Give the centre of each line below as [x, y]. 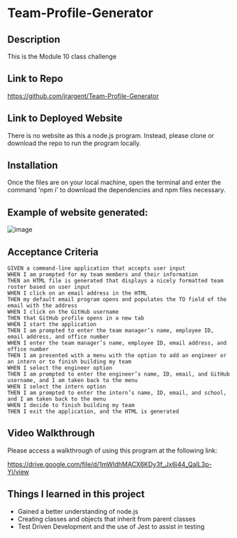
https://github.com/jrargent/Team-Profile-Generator [83, 96]
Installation [33, 165]
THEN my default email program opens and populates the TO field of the [117, 300]
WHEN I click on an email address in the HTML [77, 293]
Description [34, 39]
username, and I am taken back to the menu [73, 381]
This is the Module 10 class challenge [62, 56]
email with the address [43, 306]
